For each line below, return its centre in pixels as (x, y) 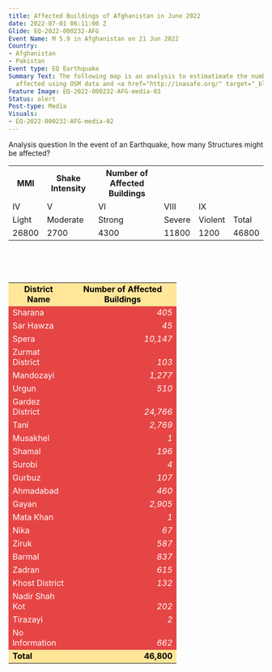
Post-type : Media (38, 106)
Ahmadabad (36, 490)
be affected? (30, 153)
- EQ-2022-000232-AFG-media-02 (61, 122)
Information (34, 643)
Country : (23, 46)
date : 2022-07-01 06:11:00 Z (57, 24)
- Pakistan (27, 62)
